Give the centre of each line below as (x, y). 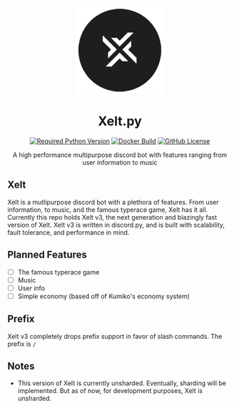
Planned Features (47, 255)
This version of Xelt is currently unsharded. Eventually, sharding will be (122, 383)
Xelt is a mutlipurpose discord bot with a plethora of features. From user (113, 202)
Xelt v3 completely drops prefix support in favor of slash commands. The (115, 336)
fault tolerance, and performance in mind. (68, 232)
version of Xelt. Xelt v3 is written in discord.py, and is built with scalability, (116, 225)
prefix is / (22, 344)
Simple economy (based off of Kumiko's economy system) (104, 296)
